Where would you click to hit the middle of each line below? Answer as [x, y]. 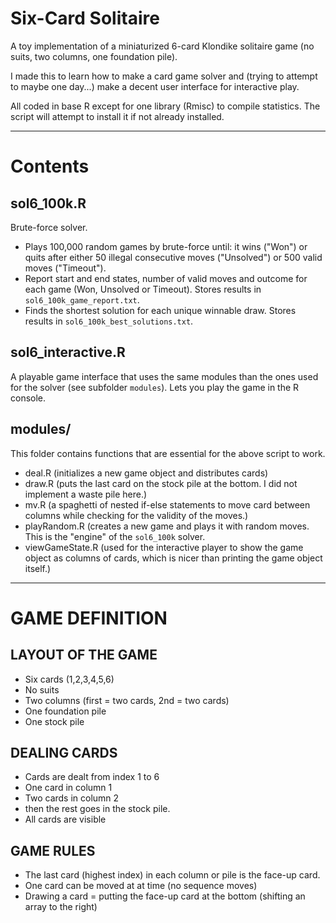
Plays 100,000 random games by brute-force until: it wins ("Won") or [166, 246]
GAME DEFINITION [89, 618]
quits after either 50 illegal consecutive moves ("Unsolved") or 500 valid [173, 257]
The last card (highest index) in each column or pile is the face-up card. [172, 875]
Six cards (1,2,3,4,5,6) [69, 679]
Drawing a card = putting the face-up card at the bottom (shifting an [165, 896]
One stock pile [54, 721]
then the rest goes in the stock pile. [97, 809]
